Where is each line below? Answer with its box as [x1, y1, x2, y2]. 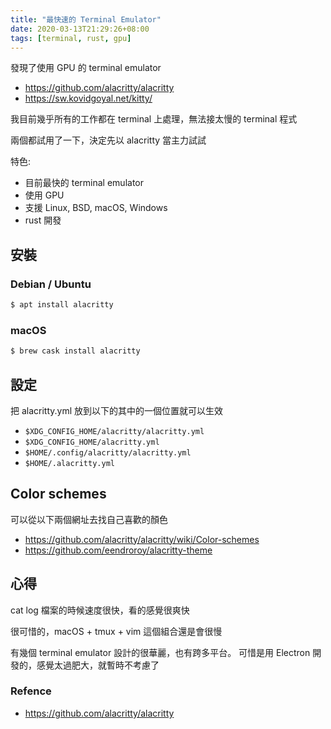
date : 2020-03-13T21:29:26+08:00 [10, 24, 150, 34]
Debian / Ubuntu [10, 277, 92, 291]
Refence [10, 684, 52, 698]
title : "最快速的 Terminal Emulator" [10, 14, 162, 25]
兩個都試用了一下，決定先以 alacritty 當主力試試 [10, 134, 207, 146]
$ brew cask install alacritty [10, 346, 141, 356]
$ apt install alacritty [10, 300, 114, 310]
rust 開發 [24, 214, 62, 226]
